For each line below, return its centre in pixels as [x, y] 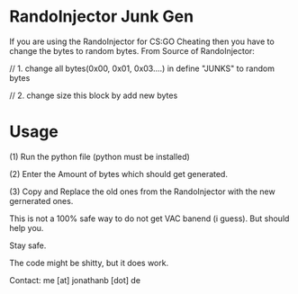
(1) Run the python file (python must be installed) [100, 156]
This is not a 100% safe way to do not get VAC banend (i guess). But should [149, 218]
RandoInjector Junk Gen [102, 17]
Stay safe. [28, 245]
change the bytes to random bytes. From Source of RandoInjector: [132, 50]
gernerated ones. [41, 200]
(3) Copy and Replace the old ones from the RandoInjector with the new [143, 192]
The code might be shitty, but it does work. [89, 263]
